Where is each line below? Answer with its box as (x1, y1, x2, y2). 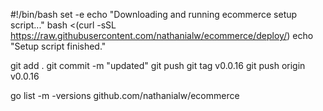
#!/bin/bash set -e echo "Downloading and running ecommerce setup (10, 9, 298, 20)
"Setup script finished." (10, 40, 107, 52)
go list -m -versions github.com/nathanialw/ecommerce (10, 90, 240, 101)
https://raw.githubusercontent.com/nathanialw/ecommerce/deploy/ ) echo (10, 30, 314, 41)
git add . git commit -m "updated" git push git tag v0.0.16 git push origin (10, 60, 306, 71)
